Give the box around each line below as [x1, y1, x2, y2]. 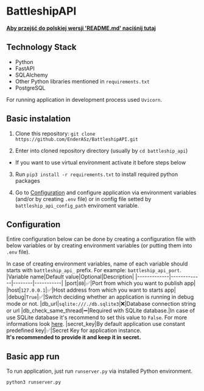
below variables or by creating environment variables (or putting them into [6, 242, 192, 249]
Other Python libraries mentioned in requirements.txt [15, 77, 150, 85]
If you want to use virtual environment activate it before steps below [15, 158, 186, 166]
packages [15, 177, 41, 184]
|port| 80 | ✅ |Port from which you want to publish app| [65, 280, 196, 287]
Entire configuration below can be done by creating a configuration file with [6, 236, 196, 243]
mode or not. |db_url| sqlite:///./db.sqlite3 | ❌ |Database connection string [6, 300, 196, 308]
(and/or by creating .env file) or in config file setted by [15, 195, 152, 202]
